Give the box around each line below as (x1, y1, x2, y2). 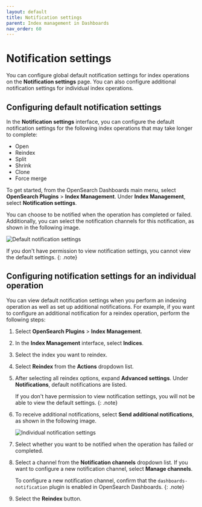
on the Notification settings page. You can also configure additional (6, 78, 176, 85)
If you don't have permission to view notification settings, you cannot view (6, 247, 191, 254)
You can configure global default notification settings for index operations (6, 72, 190, 79)
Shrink (14, 162, 31, 169)
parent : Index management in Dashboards (6, 20, 110, 26)
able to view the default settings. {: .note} (14, 399, 118, 406)
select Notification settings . (6, 199, 77, 206)
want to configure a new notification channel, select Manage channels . (14, 465, 193, 472)
